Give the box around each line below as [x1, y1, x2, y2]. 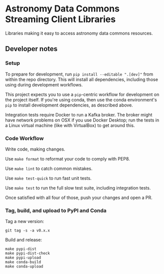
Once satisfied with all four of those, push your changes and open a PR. [5, 194, 153, 200]
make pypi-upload [5, 255, 41, 260]
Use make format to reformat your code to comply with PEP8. [5, 155, 131, 161]
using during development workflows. [5, 81, 83, 87]
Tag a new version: [5, 218, 44, 224]
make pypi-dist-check [5, 251, 50, 256]
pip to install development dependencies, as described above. [5, 102, 133, 108]
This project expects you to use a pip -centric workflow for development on [5, 91, 160, 97]
